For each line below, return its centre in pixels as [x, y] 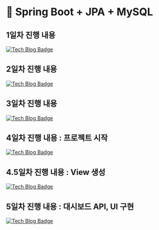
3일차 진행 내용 [32, 104]
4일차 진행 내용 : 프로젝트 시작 [57, 138]
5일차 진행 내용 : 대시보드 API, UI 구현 [70, 206]
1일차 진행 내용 [31, 35]
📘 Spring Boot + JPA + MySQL [79, 12]
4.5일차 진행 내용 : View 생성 [56, 172]
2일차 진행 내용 [32, 69]
